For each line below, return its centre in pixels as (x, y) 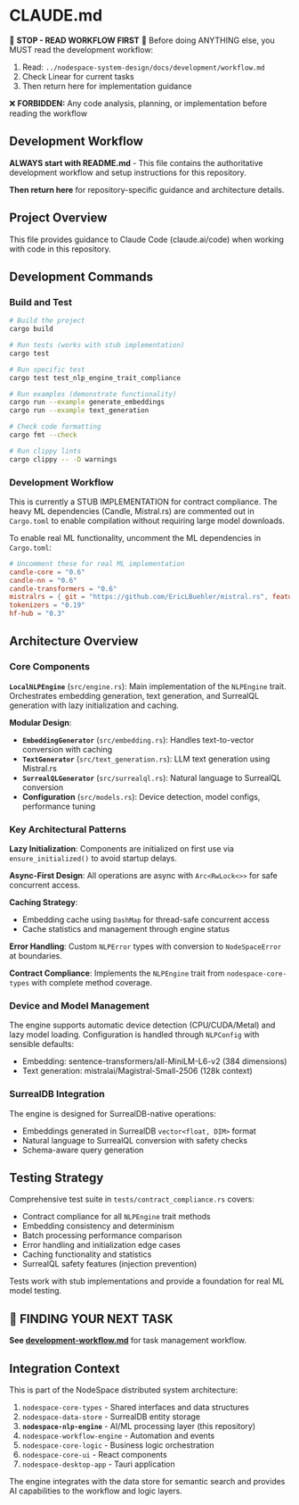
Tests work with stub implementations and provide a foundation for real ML (147, 1281)
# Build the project (48, 321)
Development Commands (81, 276)
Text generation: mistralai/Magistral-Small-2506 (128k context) (137, 1071)
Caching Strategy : (44, 902)
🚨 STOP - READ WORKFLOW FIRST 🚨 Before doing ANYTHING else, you (142, 40)
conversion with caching (67, 749)
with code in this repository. (60, 249)
